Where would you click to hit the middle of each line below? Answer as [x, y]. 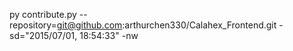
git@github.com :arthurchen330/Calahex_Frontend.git [166, 25]
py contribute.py [43, 14]
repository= [33, 25]
